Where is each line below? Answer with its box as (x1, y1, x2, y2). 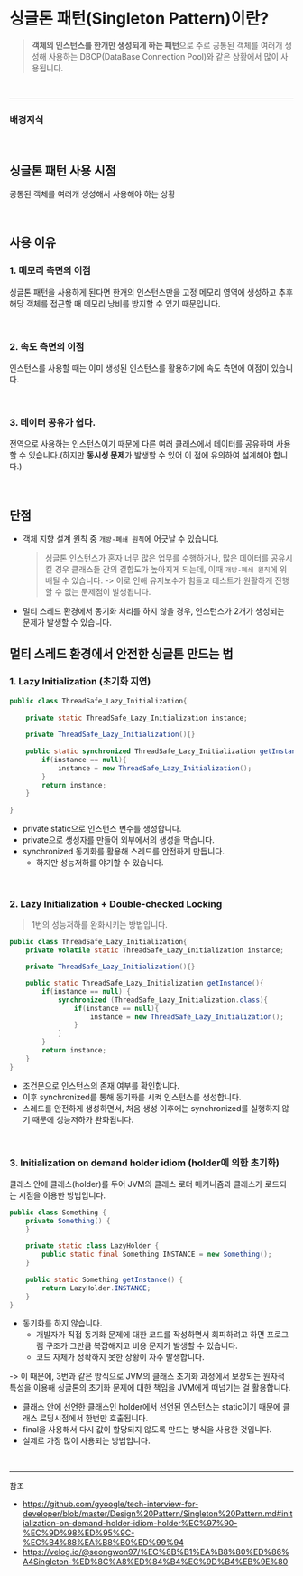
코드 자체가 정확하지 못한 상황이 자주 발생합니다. (35, 1352, 205, 1363)
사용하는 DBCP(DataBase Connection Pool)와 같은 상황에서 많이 (48, 51, 280, 61)
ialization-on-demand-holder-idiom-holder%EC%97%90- (22, 1518, 238, 1529)
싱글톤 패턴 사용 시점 (9, 163, 116, 178)
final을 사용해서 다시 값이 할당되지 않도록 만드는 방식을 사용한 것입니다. (22, 1424, 272, 1435)
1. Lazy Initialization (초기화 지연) (9, 675, 151, 688)
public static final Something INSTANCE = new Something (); (41, 1250, 272, 1260)
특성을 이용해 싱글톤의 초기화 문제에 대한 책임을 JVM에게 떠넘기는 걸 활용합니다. (9, 1383, 291, 1393)
